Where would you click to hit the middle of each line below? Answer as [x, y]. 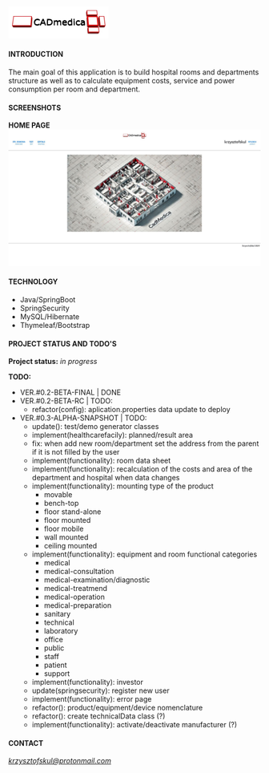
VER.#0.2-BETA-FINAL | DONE [70, 393]
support [57, 674]
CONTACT [26, 743]
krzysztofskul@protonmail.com [60, 761]
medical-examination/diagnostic [97, 580]
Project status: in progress [53, 362]
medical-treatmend [76, 589]
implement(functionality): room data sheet [101, 461]
